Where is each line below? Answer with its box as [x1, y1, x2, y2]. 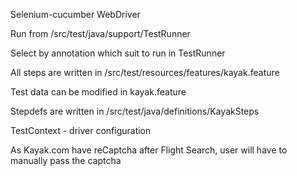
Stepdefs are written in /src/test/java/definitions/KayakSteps [10, 105, 260, 117]
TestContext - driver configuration [10, 125, 152, 136]
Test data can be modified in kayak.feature [10, 86, 187, 98]
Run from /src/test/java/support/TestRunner [10, 28, 191, 39]
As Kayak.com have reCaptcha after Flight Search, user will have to [10, 144, 288, 156]
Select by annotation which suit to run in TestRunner [10, 47, 226, 59]
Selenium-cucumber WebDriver [10, 9, 141, 20]
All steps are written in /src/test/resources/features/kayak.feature [10, 67, 280, 78]
